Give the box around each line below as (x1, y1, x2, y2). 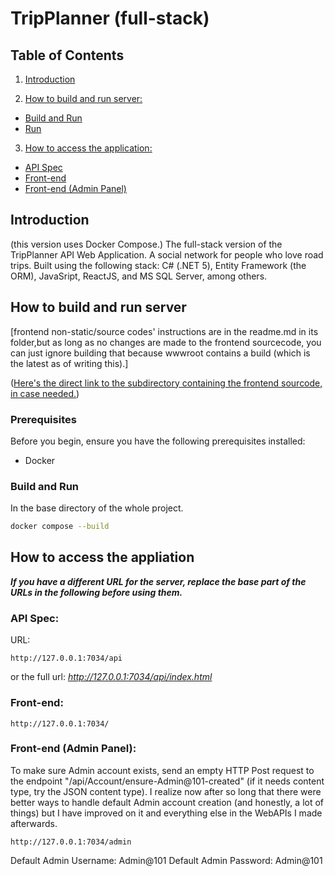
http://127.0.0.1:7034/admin (10, 837, 132, 847)
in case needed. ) (10, 387, 80, 399)
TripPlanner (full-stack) (10, 7, 210, 30)
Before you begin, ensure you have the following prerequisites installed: (10, 435, 306, 447)
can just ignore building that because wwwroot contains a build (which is (10, 347, 311, 359)
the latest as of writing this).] (10, 357, 129, 369)
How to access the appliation (10, 549, 195, 566)
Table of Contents (10, 47, 125, 64)
